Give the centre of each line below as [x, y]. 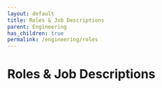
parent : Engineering [37, 27]
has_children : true [36, 33]
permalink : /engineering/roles [53, 40]
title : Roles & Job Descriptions [56, 20]
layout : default [31, 14]
